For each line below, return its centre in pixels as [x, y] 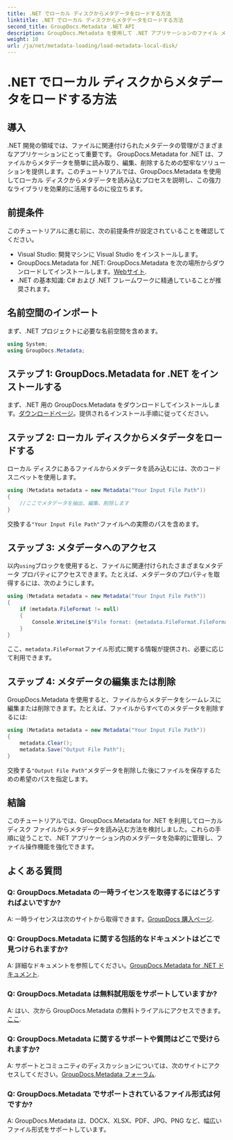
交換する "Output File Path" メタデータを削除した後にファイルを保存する [111, 770]
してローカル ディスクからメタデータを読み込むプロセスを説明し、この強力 [114, 180]
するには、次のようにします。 [55, 583]
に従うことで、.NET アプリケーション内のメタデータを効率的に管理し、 [115, 838]
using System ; [28, 344]
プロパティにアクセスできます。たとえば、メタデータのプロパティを [117, 575]
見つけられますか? [38, 949]
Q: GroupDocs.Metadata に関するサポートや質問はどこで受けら [114, 1039]
